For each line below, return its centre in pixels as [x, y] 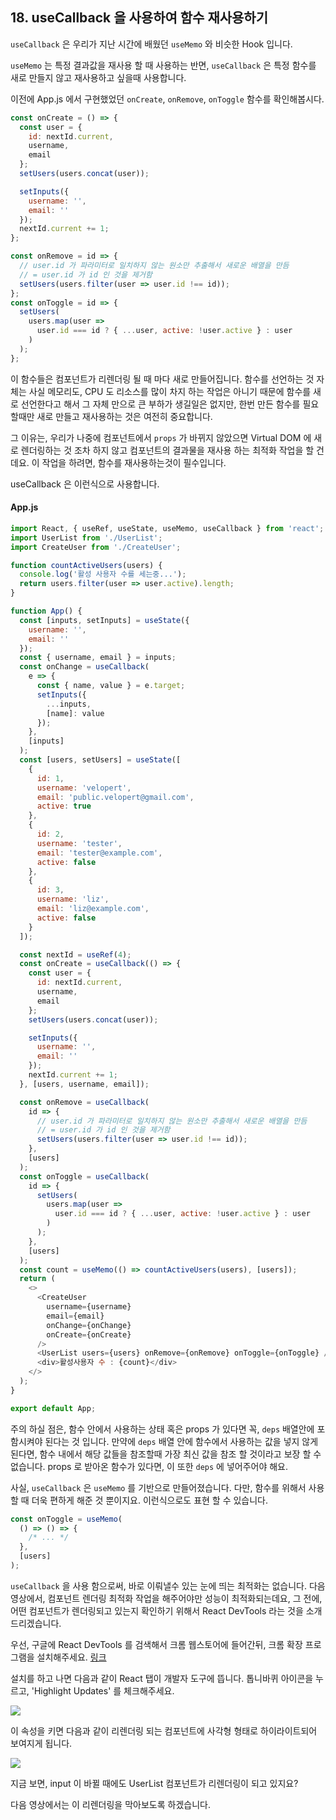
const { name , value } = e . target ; [111, 686]
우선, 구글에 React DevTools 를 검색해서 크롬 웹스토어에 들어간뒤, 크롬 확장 [156, 1644]
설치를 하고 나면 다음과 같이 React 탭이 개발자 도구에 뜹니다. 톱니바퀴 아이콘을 [162, 1678]
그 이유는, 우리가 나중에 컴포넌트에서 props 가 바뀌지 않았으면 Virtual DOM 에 [161, 437]
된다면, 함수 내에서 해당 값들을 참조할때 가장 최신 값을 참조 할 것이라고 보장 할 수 [166, 1454]
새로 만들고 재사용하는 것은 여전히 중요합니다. [124, 416]
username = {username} [89, 1307]
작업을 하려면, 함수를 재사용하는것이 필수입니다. [134, 462]
